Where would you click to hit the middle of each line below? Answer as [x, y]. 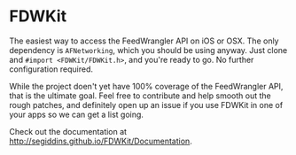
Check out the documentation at [68, 131]
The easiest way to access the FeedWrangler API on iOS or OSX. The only [144, 41]
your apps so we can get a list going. [77, 114]
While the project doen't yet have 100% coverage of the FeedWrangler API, [146, 86]
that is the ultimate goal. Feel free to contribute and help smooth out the [140, 96]
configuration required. [51, 69]
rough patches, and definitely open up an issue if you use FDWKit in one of [146, 105]
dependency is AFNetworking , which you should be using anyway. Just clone [148, 50]
